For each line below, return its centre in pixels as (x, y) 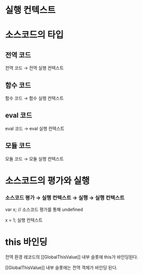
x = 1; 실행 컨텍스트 (24, 220)
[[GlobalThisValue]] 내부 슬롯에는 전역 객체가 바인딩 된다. (62, 267)
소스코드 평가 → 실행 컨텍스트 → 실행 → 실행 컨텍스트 (65, 197)
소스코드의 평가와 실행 (47, 181)
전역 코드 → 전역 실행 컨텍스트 (34, 68)
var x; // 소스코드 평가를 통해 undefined (44, 209)
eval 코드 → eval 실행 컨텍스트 (35, 128)
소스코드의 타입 (34, 35)
